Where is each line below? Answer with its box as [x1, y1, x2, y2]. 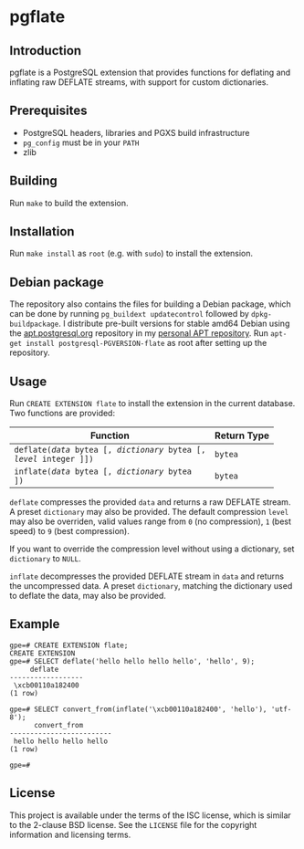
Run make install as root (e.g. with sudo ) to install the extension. [9, 248, 254, 259]
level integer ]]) [14, 454, 94, 465]
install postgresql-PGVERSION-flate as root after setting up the [26, 338, 267, 349]
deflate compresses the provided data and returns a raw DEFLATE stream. [9, 497, 291, 508]
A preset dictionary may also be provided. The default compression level [9, 507, 289, 518]
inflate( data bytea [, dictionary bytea [14, 466, 193, 477]
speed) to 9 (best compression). [9, 526, 130, 537]
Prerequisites [9, 103, 88, 119]
